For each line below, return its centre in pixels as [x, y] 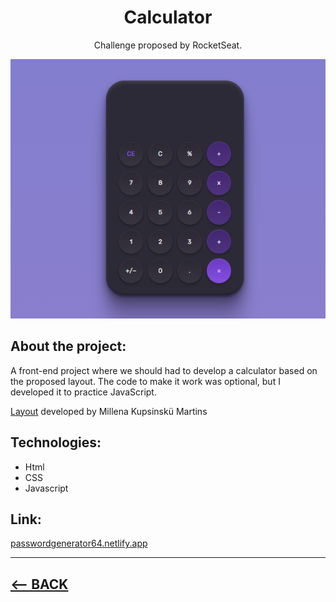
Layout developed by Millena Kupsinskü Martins [109, 411]
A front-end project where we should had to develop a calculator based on [164, 370]
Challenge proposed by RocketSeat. [168, 45]
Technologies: [56, 442]
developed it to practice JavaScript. [83, 392]
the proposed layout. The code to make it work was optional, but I [145, 381]
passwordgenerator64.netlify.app [79, 543]
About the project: [68, 346]
